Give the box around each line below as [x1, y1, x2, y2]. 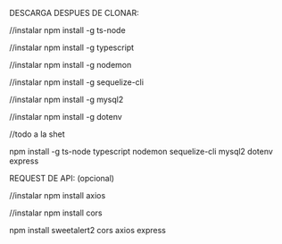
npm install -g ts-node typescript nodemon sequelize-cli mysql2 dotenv [9, 147, 274, 156]
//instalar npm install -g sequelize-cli [9, 77, 145, 88]
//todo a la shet [9, 129, 65, 139]
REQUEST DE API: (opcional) [9, 173, 114, 183]
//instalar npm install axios [9, 190, 106, 200]
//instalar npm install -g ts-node [9, 25, 127, 35]
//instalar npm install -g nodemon [9, 60, 132, 70]
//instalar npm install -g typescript [9, 42, 135, 53]
